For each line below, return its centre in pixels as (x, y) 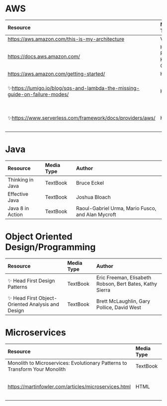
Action (15, 214)
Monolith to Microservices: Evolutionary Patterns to (67, 363)
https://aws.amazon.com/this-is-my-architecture (66, 39)
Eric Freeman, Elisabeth (124, 277)
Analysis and (44, 304)
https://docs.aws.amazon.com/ (44, 56)
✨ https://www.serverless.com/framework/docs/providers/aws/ (82, 118)
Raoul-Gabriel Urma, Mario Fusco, (116, 208)
